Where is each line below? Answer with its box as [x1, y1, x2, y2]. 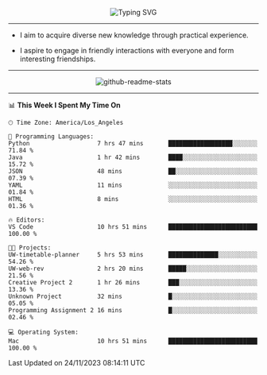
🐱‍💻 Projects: [8, 244, 52, 252]
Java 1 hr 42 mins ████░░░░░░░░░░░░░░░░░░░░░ [8, 153, 258, 161]
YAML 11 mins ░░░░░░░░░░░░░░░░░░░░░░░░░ [8, 181, 258, 189]
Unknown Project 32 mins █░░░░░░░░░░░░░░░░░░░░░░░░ [8, 292, 258, 300]
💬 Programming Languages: [8, 133, 94, 141]
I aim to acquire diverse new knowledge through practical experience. [19, 30, 249, 40]
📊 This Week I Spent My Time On [8, 100, 121, 110]
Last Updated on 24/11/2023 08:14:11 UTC [8, 358, 145, 367]
